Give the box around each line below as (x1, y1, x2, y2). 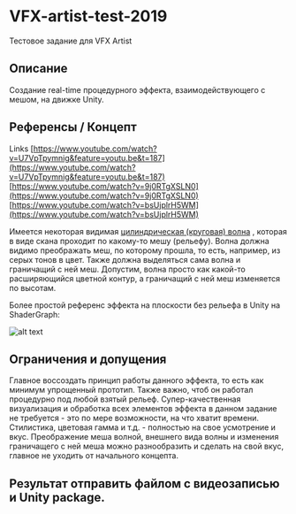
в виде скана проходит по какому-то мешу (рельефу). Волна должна (9, 235, 269, 246)
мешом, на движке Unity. (9, 94, 104, 104)
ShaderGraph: (9, 309, 60, 319)
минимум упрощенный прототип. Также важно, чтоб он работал (9, 385, 254, 395)
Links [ (9, 143, 34, 154)
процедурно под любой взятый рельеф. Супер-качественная (9, 394, 241, 404)
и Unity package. (9, 489, 106, 505)
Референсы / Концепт (9, 119, 137, 134)
